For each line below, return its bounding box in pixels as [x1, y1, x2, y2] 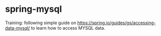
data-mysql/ [5, 25, 30, 31]
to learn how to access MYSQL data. [31, 25, 105, 31]
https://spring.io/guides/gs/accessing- [77, 20, 156, 26]
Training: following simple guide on [5, 20, 77, 26]
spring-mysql [5, 3, 62, 15]
